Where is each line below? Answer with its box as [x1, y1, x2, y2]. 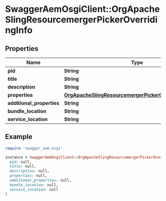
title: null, [9, 164, 37, 169]
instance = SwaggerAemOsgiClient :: [5, 155, 79, 160]
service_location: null [9, 187, 58, 192]
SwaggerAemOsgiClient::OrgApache [5, 3, 160, 15]
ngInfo [5, 25, 33, 36]
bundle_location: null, [9, 182, 58, 187]
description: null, [9, 169, 50, 174]
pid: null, [9, 159, 32, 164]
